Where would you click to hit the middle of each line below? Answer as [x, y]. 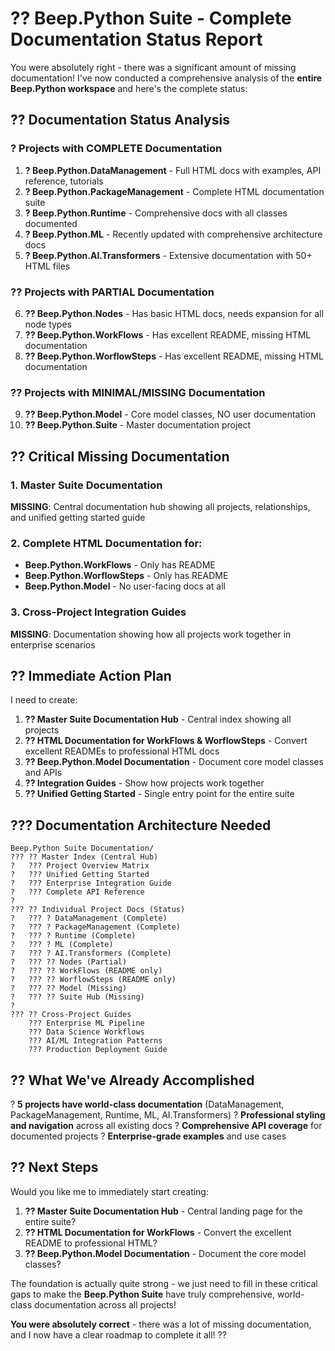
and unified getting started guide [78, 517]
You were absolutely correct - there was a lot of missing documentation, [161, 1324]
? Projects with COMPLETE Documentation [116, 149]
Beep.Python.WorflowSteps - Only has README [126, 576]
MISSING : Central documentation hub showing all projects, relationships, [160, 506]
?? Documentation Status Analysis [120, 120]
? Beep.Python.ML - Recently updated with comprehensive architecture [173, 234]
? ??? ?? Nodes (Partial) [69, 962]
